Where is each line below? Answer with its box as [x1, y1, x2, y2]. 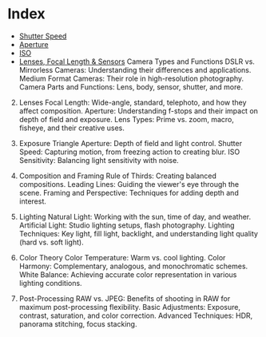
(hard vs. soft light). [18, 237, 85, 247]
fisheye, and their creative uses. [18, 123, 125, 133]
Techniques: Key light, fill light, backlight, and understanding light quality [18, 228, 259, 238]
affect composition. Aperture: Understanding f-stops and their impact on [18, 105, 259, 116]
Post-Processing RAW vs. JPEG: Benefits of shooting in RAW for [18, 293, 231, 303]
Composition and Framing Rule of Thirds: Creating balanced [18, 171, 217, 180]
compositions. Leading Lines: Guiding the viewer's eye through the [18, 179, 240, 188]
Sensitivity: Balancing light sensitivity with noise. [18, 155, 179, 165]
